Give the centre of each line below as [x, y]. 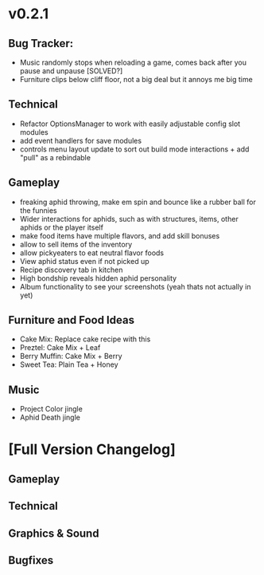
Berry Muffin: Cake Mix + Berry [71, 356]
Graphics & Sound [54, 533]
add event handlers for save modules [80, 140]
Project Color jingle [51, 409]
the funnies [38, 210]
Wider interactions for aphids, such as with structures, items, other [129, 219]
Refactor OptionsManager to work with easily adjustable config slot [130, 124]
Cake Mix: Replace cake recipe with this [85, 339]
